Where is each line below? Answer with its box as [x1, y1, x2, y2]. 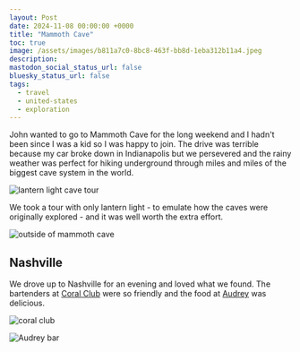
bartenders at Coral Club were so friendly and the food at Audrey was [9, 288, 267, 299]
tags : [9, 80, 30, 89]
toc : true [9, 38, 47, 47]
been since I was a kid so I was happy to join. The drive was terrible [9, 139, 260, 150]
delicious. [9, 297, 45, 309]
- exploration [17, 105, 70, 114]
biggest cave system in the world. [9, 167, 134, 178]
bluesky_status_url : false [9, 72, 110, 81]
